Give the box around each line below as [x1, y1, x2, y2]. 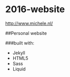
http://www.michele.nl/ [5, 20, 53, 26]
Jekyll [12, 50, 25, 56]
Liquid [12, 66, 26, 72]
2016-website [5, 4, 65, 15]
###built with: [5, 40, 34, 46]
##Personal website [5, 30, 47, 36]
